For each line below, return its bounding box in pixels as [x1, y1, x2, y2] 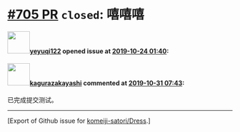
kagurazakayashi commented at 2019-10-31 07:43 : [29, 79, 185, 87]
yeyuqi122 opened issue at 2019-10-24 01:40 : [29, 47, 169, 55]
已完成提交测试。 [7, 95, 58, 104]
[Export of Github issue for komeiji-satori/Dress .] [7, 116, 151, 125]
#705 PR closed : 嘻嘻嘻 [7, 6, 145, 23]
